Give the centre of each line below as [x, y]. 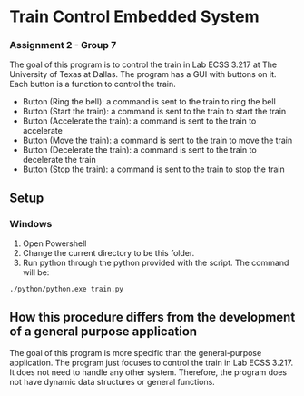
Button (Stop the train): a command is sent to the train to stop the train [154, 169]
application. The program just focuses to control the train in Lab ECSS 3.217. [151, 362]
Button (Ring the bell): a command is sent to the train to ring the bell [149, 102]
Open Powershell [54, 243]
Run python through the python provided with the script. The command [156, 263]
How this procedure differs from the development [152, 317]
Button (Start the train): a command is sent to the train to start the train [154, 112]
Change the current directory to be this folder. [108, 253]
